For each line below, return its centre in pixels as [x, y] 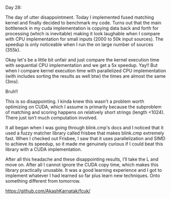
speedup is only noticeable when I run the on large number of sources [79, 45]
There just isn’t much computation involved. [51, 118]
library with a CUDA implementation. [44, 149]
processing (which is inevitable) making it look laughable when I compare [83, 34]
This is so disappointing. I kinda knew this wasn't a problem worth [75, 101]
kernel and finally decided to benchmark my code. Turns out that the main [83, 23]
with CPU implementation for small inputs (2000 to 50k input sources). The [84, 39]
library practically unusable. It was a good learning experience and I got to [84, 170]
